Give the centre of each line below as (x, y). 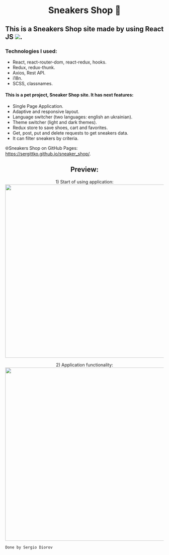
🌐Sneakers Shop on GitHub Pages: (41, 148)
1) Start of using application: (84, 181)
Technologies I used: (31, 51)
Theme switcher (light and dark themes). (55, 122)
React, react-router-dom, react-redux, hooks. (59, 62)
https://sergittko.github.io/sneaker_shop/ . (48, 154)
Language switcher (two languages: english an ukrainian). (72, 117)
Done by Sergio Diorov (29, 547)
